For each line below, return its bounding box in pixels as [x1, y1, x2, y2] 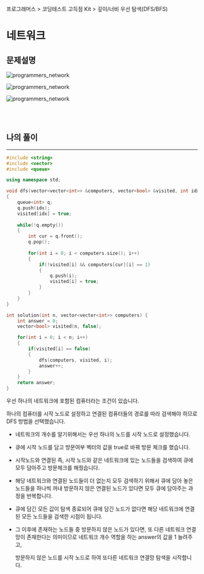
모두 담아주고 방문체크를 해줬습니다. [15, 464, 100, 472]
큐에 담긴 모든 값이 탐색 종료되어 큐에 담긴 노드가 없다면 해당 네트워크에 [15, 505, 184, 513]
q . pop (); [28, 239, 50, 245]
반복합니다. [26, 492, 53, 500]
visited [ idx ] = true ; [17, 211, 72, 217]
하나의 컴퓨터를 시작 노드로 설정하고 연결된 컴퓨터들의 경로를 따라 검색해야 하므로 [6, 410, 198, 418]
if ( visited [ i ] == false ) [28, 346, 91, 352]
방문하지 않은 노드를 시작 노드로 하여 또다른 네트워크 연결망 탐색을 [15, 554, 171, 561]
